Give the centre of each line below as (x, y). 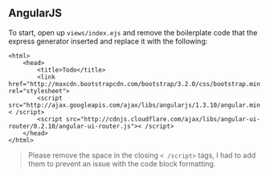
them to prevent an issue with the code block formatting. (122, 163)
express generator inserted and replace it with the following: (108, 41)
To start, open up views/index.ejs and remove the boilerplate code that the (133, 32)
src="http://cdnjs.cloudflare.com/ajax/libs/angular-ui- (163, 119)
